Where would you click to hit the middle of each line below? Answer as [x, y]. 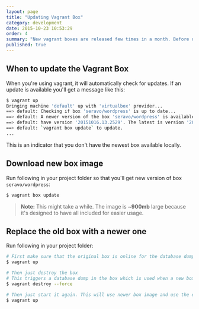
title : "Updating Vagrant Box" [45, 17]
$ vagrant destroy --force [39, 284]
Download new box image [55, 164]
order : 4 [17, 34]
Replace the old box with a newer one [76, 231]
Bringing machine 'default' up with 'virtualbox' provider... [84, 106]
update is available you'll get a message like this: [66, 89]
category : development [34, 23]
